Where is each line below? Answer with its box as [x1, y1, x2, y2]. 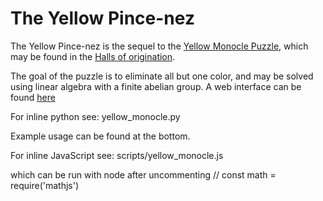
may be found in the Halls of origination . [10, 50, 176, 62]
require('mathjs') [10, 179, 80, 191]
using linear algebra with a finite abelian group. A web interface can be [10, 80, 302, 92]
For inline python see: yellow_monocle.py [10, 110, 181, 122]
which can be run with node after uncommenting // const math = [10, 168, 277, 181]
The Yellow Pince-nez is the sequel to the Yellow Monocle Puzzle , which [10, 40, 309, 52]
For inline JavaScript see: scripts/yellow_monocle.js [10, 149, 224, 161]
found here [10, 91, 56, 103]
